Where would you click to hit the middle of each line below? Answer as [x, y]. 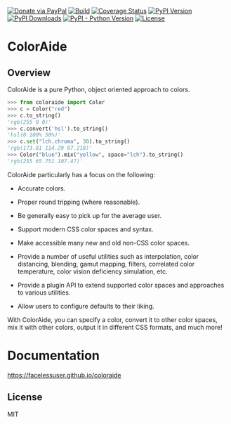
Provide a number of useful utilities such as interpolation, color [108, 256]
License [25, 397]
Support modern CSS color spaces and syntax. [86, 229]
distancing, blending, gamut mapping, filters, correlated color [106, 264]
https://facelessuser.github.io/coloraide [64, 375]
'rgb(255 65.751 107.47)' [45, 161]
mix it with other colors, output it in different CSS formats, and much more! [115, 327]
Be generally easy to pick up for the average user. [90, 215]
